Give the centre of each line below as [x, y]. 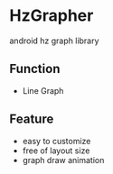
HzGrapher [52, 16]
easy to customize [56, 141]
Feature [32, 119]
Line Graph [43, 90]
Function [35, 69]
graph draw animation [63, 160]
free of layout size [56, 151]
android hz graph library [54, 41]
